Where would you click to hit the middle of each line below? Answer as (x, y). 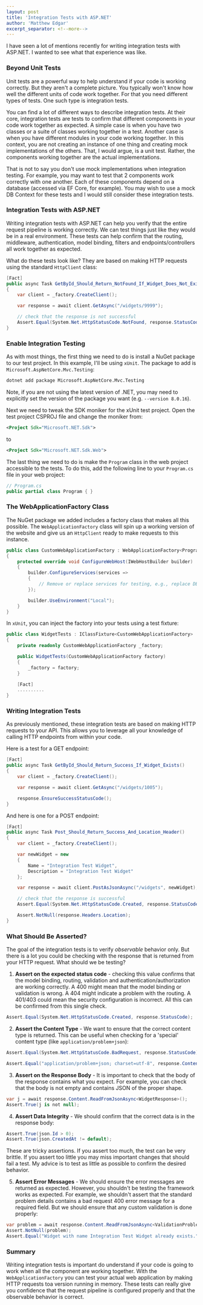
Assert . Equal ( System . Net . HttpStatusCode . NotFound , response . (95, 323)
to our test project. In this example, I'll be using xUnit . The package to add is (101, 363)
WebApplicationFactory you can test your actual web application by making (99, 1278)
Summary (21, 1251)
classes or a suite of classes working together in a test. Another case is (95, 131)
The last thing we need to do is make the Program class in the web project (97, 462)
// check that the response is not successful (77, 317)
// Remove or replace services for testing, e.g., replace (114, 584)
